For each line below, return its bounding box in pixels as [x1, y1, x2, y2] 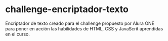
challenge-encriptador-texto [5, 4, 129, 15]
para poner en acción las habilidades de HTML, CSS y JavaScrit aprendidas [5, 25, 163, 31]
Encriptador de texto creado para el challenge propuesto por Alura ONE [5, 20, 155, 26]
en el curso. [5, 31, 30, 37]
